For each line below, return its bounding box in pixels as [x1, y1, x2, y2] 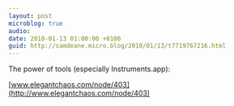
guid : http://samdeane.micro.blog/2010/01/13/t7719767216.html [8, 42, 227, 50]
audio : [8, 27, 31, 35]
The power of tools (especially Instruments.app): [8, 64, 171, 74]
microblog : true [8, 19, 63, 28]
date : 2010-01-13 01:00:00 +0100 [8, 34, 121, 43]
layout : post [8, 11, 53, 20]
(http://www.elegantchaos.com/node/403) [8, 88, 151, 98]
